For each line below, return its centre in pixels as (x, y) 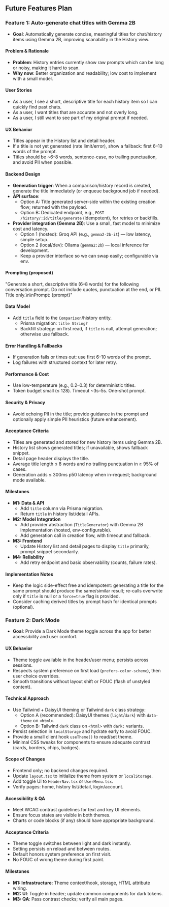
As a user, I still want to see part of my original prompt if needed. (80, 118)
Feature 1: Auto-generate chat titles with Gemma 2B (70, 23)
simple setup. (34, 239)
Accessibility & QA (25, 798)
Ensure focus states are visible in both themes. (61, 815)
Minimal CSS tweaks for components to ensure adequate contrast (81, 742)
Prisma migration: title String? (54, 323)
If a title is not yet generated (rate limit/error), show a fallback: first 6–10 (88, 146)
